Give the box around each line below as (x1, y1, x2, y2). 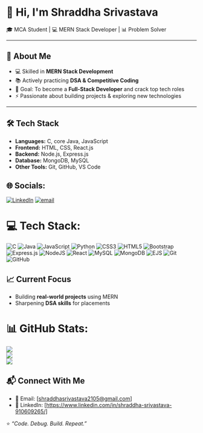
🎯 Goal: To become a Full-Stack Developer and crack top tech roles (14, 85, 185, 92)
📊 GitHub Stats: (6, 322, 89, 336)
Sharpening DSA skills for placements (14, 300, 111, 307)
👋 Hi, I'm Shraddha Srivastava (6, 5, 158, 19)
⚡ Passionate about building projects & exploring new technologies (14, 92, 182, 99)
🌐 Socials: (6, 181, 46, 191)
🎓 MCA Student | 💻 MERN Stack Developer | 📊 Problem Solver (6, 25, 167, 33)
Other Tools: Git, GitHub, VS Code (14, 163, 101, 170)
